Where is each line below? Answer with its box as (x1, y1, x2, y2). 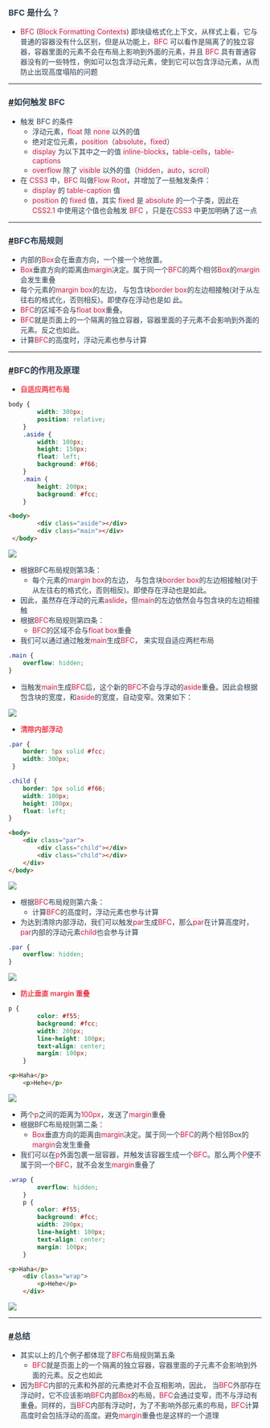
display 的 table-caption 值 (31, 185, 121, 194)
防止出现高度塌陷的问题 (19, 67, 98, 77)
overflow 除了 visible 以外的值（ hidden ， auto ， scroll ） (31, 165, 215, 174)
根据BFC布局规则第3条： (19, 565, 103, 575)
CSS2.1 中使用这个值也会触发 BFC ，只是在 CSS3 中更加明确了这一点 (31, 205, 258, 215)
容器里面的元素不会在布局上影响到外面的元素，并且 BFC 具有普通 (34, 47, 250, 57)
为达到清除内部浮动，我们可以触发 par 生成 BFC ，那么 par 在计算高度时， (19, 917, 254, 927)
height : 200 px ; (37, 482, 88, 491)
